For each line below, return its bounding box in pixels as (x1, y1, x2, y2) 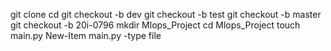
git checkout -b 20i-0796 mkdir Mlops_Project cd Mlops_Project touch (10, 19, 301, 31)
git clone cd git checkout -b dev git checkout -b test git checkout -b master (10, 9, 322, 20)
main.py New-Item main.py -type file (10, 30, 162, 41)
